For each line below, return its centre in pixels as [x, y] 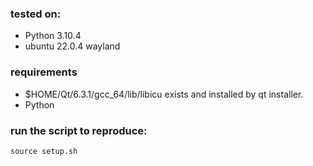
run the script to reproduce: [79, 130]
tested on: [36, 14]
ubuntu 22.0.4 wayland [72, 46]
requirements [44, 72]
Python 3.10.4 [53, 36]
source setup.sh [44, 151]
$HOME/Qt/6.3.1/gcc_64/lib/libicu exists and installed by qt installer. [164, 94]
